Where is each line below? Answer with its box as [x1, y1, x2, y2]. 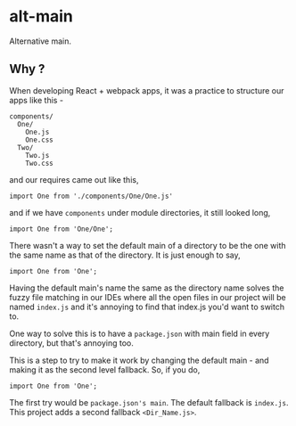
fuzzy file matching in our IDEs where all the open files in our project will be [9, 291, 287, 302]
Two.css [25, 159, 53, 168]
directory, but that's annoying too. [9, 337, 134, 348]
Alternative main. [9, 36, 71, 46]
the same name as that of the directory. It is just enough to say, [9, 250, 241, 260]
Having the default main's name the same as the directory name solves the [9, 283, 284, 293]
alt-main [9, 6, 73, 27]
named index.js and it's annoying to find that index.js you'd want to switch [9, 301, 285, 312]
